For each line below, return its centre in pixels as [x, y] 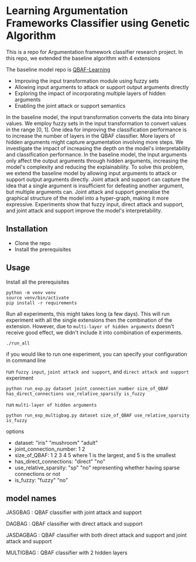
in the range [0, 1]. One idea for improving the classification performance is [97, 130]
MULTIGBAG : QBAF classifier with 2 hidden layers [67, 553]
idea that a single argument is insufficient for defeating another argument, [95, 185]
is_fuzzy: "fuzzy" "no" [41, 480]
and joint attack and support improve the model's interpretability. [84, 210]
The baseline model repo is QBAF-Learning [58, 69]
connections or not [37, 474]
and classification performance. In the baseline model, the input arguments [97, 154]
